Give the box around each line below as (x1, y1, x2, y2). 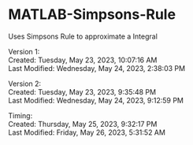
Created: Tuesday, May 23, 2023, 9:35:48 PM (8, 87, 156, 96)
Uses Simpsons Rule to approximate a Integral (8, 32, 158, 41)
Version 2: (8, 79, 42, 88)
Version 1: (8, 46, 40, 56)
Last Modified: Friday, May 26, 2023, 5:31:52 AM (8, 128, 165, 137)
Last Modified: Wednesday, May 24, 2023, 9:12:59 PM (8, 95, 184, 105)
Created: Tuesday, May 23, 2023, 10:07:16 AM (8, 55, 158, 65)
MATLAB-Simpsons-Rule (8, 6, 176, 24)
